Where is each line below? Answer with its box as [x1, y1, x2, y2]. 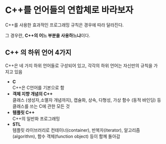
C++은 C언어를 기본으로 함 [12, 84, 64, 90]
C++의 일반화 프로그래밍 [12, 115, 60, 122]
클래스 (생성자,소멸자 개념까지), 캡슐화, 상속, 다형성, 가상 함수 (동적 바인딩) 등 [12, 97, 162, 103]
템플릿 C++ [12, 109, 35, 115]
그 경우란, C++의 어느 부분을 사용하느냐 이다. [5, 32, 91, 38]
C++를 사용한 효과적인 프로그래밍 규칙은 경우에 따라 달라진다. [5, 22, 124, 28]
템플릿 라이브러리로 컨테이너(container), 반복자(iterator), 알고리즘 [12, 127, 140, 133]
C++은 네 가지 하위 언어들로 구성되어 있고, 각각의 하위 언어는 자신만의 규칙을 [5, 63, 153, 69]
